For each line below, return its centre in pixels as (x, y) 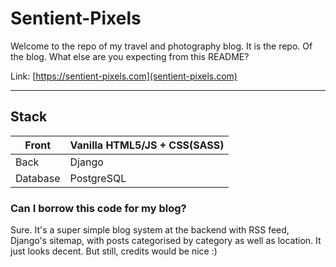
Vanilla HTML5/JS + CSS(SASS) (147, 145)
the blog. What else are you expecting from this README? (130, 56)
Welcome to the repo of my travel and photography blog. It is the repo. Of (161, 46)
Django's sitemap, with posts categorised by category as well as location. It (166, 241)
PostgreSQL (98, 178)
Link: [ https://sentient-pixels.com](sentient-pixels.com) (124, 76)
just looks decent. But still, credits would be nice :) (114, 251)
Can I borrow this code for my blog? (98, 208)
